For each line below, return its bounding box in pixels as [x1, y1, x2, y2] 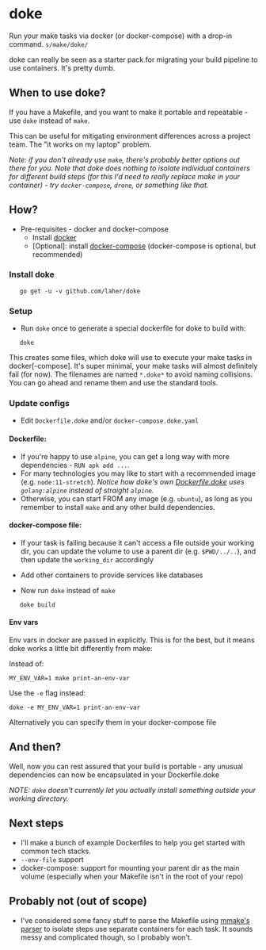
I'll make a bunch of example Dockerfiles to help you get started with [20, 837, 245, 847]
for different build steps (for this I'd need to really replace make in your [9, 171, 241, 181]
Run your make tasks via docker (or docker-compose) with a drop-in [9, 31, 233, 40]
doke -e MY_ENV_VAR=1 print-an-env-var [9, 703, 141, 712]
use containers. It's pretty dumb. [9, 63, 116, 72]
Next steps [9, 817, 64, 830]
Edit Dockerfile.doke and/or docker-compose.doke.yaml [20, 416, 199, 425]
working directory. [9, 794, 69, 803]
